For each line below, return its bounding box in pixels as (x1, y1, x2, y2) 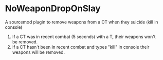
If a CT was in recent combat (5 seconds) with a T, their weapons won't (12, 34, 156, 40)
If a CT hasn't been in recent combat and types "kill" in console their (12, 44, 150, 50)
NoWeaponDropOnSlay (5, 3, 101, 14)
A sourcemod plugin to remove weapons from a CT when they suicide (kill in (5, 19, 158, 25)
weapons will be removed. (12, 49, 65, 55)
